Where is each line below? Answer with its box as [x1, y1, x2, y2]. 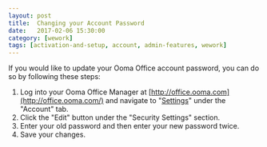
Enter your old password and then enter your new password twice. [19, 121, 240, 131]
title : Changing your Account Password [8, 19, 145, 27]
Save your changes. [19, 129, 86, 140]
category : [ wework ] [8, 34, 74, 42]
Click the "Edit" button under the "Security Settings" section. [19, 113, 221, 122]
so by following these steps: [8, 72, 102, 81]
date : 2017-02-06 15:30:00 [8, 26, 106, 34]
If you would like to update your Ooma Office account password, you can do [8, 63, 260, 73]
